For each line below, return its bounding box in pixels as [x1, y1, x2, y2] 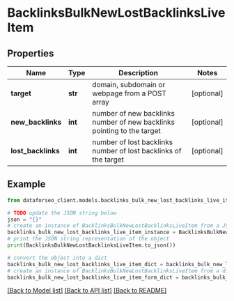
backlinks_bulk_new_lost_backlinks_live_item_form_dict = [7, 274, 179, 281]
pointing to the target [92, 126, 162, 135]
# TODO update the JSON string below [7, 209, 117, 217]
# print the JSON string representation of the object [7, 236, 170, 242]
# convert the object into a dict [7, 254, 108, 261]
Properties [7, 47, 54, 59]
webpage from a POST [92, 88, 167, 98]
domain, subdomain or [92, 80, 166, 89]
